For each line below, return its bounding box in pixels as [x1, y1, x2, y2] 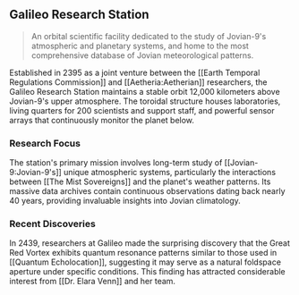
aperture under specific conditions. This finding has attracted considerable [9, 266, 286, 277]
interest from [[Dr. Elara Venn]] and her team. [9, 276, 176, 287]
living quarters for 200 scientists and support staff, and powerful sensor [9, 105, 275, 115]
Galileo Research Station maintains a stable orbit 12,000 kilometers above [9, 86, 280, 97]
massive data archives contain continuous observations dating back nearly [9, 186, 286, 197]
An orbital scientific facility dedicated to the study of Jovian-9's [30, 30, 267, 41]
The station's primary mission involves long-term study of [9, 157, 223, 168]
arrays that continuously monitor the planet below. [9, 114, 195, 125]
